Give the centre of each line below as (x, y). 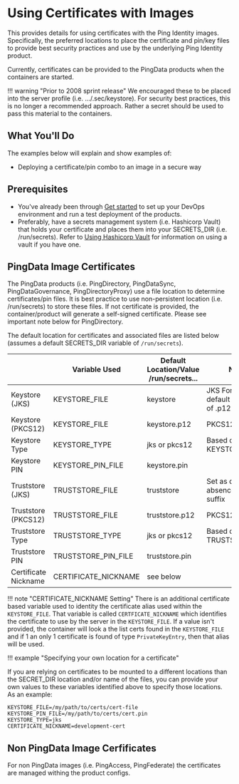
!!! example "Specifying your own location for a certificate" (93, 658)
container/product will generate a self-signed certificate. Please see (107, 314)
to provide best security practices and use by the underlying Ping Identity (115, 48)
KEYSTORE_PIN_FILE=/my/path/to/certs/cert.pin (78, 714)
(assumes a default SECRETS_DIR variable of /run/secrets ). (95, 343)
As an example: (30, 695)
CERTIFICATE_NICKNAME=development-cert (67, 726)
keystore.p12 (169, 424)
